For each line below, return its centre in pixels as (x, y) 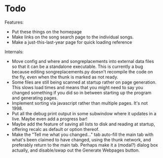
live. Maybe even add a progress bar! (49, 119)
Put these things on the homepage (47, 32)
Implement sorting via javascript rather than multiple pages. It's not (80, 103)
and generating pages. (35, 98)
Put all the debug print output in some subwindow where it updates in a (84, 113)
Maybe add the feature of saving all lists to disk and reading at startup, (83, 124)
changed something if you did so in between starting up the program (81, 93)
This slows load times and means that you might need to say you (77, 87)
